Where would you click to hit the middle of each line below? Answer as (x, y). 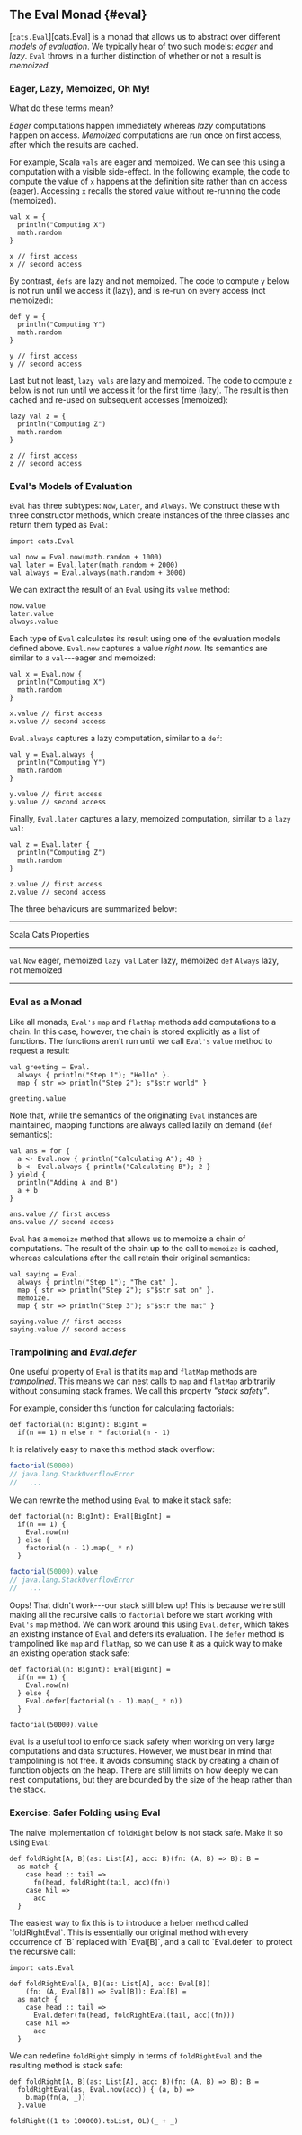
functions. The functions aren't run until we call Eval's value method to (141, 1040)
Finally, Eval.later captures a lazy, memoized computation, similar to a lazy (150, 819)
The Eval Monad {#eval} (78, 15)
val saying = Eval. (46, 1274)
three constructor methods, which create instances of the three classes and (150, 515)
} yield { (28, 1175)
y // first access (44, 356)
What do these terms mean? (62, 108)
